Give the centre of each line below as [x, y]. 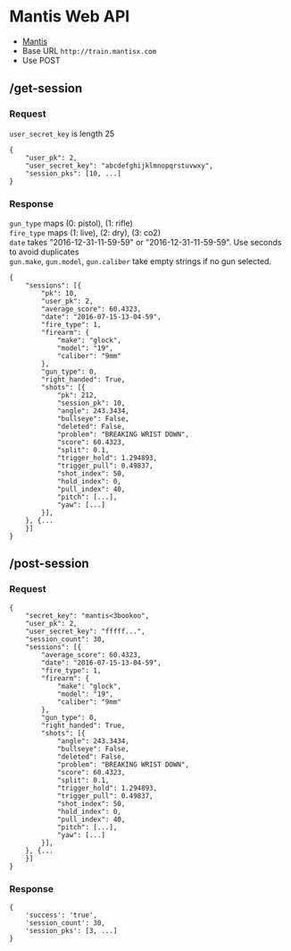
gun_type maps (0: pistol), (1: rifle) [71, 223]
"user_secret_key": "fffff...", [85, 631]
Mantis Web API [70, 17]
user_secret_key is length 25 [62, 133]
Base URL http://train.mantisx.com [89, 50]
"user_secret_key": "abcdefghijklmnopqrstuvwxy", [120, 166]
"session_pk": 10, [91, 403]
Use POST [41, 60]
